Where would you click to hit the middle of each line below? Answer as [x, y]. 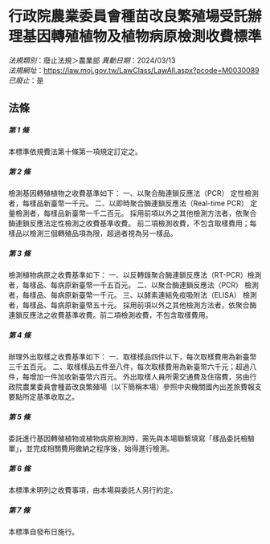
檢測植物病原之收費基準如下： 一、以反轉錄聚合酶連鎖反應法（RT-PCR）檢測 [135, 275]
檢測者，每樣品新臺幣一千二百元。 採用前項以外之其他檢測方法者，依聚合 [136, 213]
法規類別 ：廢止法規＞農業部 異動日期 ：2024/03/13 [92, 60]
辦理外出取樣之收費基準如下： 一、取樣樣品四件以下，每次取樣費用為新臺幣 [133, 357]
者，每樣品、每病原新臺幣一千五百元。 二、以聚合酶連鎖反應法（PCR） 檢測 [134, 285]
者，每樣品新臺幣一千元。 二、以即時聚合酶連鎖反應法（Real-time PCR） [129, 203]
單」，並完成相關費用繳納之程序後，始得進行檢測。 [91, 449]
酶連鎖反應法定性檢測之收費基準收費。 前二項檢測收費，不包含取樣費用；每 [133, 223]
